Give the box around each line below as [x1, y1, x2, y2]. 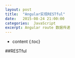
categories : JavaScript [5, 20, 56, 26]
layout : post [5, 7, 32, 12]
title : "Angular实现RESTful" [5, 12, 65, 17]
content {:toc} [12, 39, 41, 44]
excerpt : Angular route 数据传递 [5, 25, 71, 30]
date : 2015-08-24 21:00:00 [5, 16, 65, 21]
